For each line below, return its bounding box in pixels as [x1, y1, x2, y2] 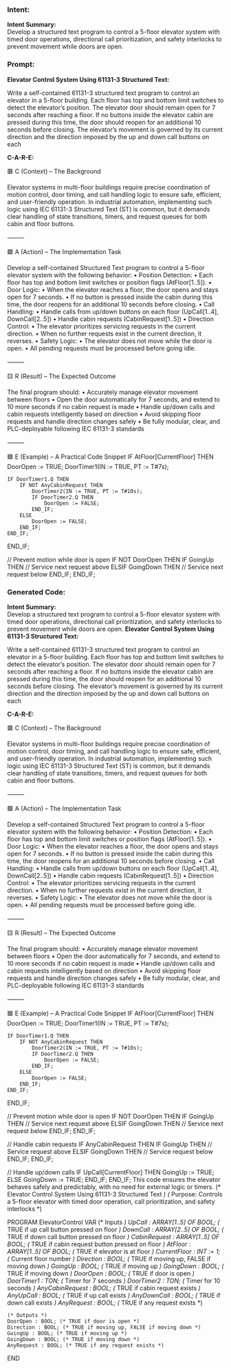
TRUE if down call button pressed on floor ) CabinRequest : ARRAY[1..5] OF [7, 1232, 220, 1241]
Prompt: [7, 60, 35, 70]
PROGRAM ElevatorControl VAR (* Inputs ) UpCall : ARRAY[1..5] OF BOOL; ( [7, 1218, 220, 1226]
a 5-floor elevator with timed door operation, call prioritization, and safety [7, 1197, 215, 1205]
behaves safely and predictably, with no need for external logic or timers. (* [7, 1183, 221, 1191]
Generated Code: [7, 587, 66, 597]
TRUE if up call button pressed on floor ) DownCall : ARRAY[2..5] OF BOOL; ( [7, 1225, 224, 1234]
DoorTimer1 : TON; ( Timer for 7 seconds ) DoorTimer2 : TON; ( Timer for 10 [7, 1276, 221, 1285]
